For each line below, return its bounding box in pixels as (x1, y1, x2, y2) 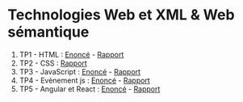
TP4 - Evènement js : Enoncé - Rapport (19, 75, 150, 85)
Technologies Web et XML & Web (7, 6, 235, 24)
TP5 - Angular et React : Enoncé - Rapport (19, 83, 161, 94)
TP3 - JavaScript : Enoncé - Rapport (19, 66, 141, 76)
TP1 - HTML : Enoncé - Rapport (19, 49, 124, 59)
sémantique (7, 23, 90, 41)
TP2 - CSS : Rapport (19, 58, 88, 68)
